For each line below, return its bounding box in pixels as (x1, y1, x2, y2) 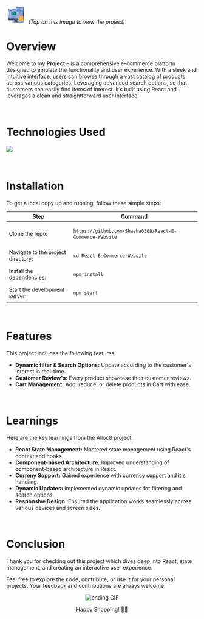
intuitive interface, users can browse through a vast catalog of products (6, 73, 186, 80)
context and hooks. (15, 452, 64, 459)
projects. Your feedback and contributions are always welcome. (6, 582, 166, 589)
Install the (8, 267, 33, 275)
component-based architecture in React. (15, 465, 117, 472)
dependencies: (8, 274, 47, 281)
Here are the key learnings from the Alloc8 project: (6, 434, 133, 441)
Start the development (8, 286, 65, 294)
